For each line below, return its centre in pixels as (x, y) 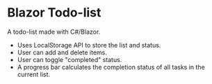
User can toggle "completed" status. (70, 59)
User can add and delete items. (62, 52)
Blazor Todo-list (54, 13)
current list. (34, 74)
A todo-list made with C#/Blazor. (54, 32)
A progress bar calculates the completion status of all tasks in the (111, 67)
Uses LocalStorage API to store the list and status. (89, 45)
